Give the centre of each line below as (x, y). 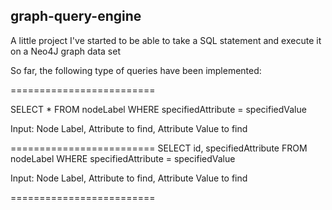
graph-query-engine (76, 16)
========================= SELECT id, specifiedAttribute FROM (159, 148)
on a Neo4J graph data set (65, 51)
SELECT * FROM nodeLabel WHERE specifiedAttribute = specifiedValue (158, 109)
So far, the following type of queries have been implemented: (136, 70)
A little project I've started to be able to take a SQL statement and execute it (166, 40)
